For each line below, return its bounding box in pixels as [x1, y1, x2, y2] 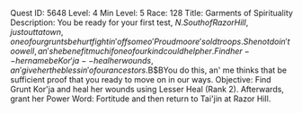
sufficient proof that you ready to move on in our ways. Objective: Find [10, 74, 272, 84]
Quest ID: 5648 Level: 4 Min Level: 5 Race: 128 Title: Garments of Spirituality [10, 8, 293, 18]
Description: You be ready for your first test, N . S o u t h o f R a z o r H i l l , [10, 17, 249, 28]
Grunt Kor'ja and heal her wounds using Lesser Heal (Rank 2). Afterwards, [10, 84, 284, 94]
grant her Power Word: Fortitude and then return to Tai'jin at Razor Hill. [10, 93, 271, 104]
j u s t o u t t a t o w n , [10, 27, 64, 37]
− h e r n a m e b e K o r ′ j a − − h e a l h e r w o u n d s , [10, 56, 154, 65]
